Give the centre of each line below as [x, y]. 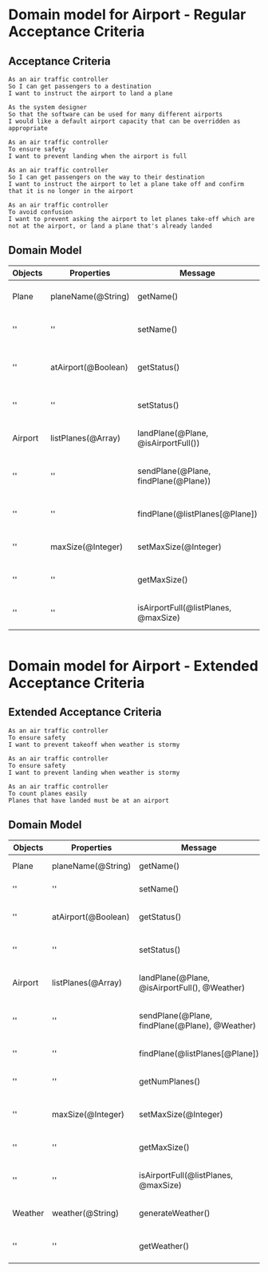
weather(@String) [85, 1213]
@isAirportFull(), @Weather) [192, 987]
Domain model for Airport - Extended [134, 666]
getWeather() [164, 1246]
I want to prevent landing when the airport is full [98, 156]
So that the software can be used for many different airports [116, 114]
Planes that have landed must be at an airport [89, 800]
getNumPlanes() [170, 1081]
